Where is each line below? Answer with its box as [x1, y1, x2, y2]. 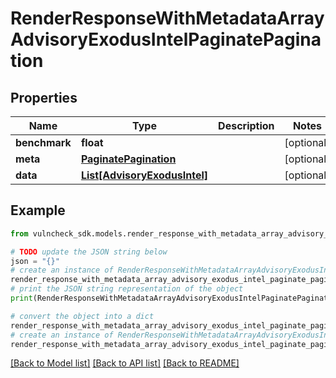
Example [10, 202, 66, 219]
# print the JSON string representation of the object [10, 284, 244, 294]
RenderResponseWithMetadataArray [10, 7, 325, 30]
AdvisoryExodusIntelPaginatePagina [10, 28, 322, 51]
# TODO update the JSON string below [10, 247, 168, 257]
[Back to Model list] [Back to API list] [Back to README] [10, 357, 240, 369]
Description [218, 119, 275, 132]
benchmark [15, 136, 72, 149]
